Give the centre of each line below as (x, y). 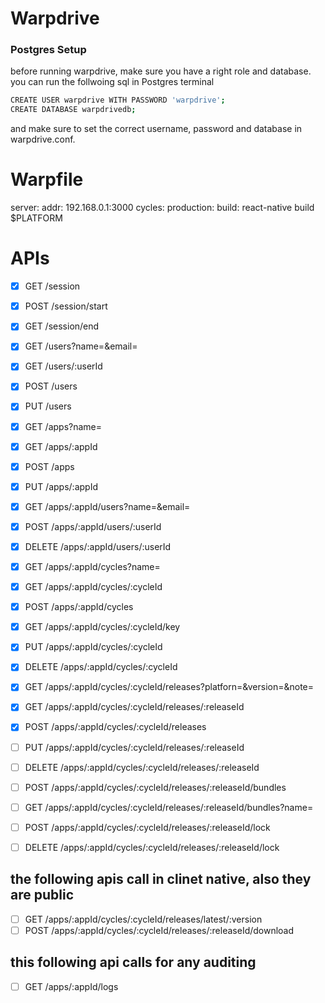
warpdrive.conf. (43, 139)
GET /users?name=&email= (81, 346)
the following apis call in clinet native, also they (161, 879)
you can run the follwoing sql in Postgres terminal (112, 82)
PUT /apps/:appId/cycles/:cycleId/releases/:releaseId (134, 747)
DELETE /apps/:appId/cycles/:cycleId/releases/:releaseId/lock (152, 847)
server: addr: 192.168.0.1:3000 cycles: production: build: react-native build (162, 208)
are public (42, 895)
